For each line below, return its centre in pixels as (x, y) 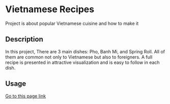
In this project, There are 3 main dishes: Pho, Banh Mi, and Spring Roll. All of (85, 51)
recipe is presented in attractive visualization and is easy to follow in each (82, 62)
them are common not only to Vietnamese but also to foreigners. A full (79, 57)
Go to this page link (26, 96)
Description (24, 39)
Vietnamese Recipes (50, 9)
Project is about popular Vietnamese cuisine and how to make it (72, 23)
